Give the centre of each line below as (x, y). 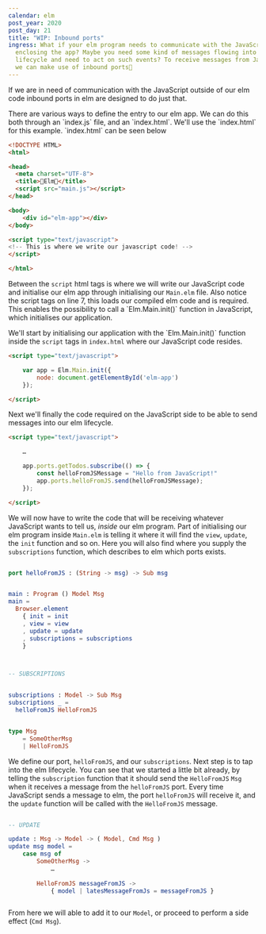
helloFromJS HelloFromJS (56, 710)
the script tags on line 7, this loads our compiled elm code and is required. (129, 301)
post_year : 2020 (35, 23)
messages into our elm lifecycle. (61, 423)
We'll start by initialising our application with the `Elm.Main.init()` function (127, 333)
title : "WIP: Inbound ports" (56, 38)
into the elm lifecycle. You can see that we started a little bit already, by (124, 770)
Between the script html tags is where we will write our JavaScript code (127, 284)
